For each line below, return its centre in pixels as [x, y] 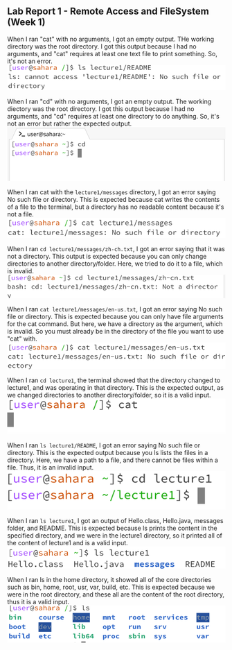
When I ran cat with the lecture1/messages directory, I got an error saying [111, 192]
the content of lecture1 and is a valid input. [68, 543]
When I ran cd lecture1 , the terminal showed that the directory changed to [114, 380]
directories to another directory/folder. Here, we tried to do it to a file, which [115, 264]
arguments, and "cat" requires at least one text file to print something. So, [113, 53]
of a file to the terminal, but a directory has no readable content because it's [116, 207]
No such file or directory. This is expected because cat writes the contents [114, 200]
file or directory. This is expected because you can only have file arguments [115, 316]
